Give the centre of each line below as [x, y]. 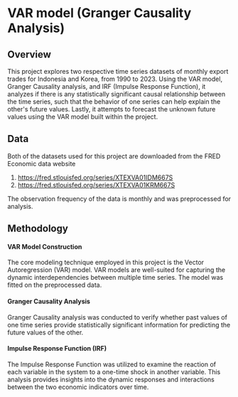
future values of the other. [45, 332]
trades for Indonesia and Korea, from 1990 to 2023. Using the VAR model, [115, 79]
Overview [29, 54]
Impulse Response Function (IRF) [57, 349]
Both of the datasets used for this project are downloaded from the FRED [114, 156]
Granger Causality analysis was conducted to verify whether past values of [117, 317]
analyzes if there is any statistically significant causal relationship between [117, 94]
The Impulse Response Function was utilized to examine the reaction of [112, 364]
